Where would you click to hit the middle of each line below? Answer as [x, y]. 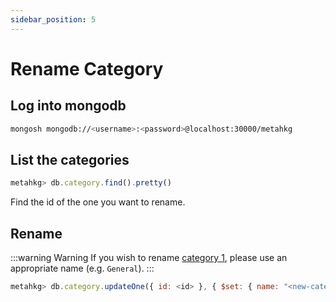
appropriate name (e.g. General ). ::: [82, 268]
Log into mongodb [68, 106]
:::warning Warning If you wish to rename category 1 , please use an [149, 257]
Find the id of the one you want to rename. [98, 202]
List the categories [70, 159]
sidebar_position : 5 [53, 19]
